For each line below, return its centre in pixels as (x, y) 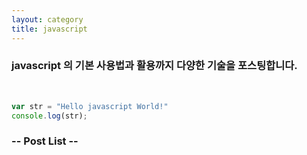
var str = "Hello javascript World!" (90, 106)
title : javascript (49, 29)
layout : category (47, 19)
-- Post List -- (45, 141)
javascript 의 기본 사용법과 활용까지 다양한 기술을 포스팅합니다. (154, 66)
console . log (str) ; (49, 116)
